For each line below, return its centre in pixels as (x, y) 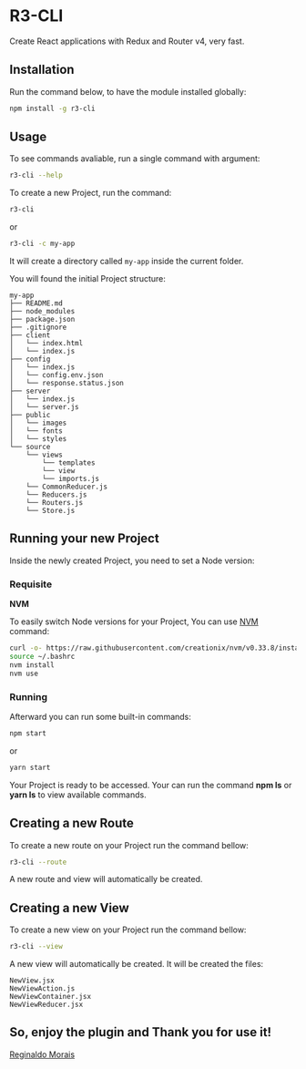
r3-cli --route (38, 862)
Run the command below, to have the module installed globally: (128, 91)
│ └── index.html (46, 344)
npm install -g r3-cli (52, 108)
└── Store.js (51, 511)
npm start (28, 733)
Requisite (31, 584)
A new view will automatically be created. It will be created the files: (137, 964)
